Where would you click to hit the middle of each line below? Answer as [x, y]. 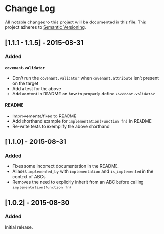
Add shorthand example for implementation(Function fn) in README [82, 121]
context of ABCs [29, 177]
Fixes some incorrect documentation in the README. [65, 166]
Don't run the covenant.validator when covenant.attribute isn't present [85, 78]
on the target [25, 83]
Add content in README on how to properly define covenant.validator [83, 94]
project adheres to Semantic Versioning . [46, 27]
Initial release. [19, 227]
